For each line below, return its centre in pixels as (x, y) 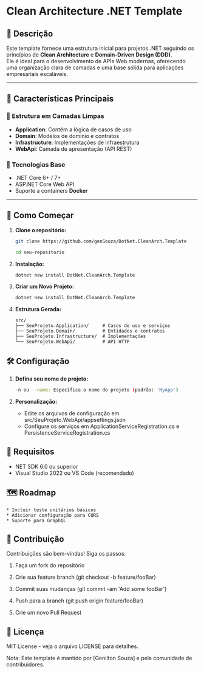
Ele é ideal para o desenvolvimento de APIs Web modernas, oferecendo (96, 61)
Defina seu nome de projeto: (52, 379)
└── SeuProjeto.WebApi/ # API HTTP (72, 342)
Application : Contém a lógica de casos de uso (73, 129)
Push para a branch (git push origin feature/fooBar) (79, 601)
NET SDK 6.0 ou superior (46, 466)
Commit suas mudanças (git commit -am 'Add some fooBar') (91, 589)
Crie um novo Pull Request (48, 613)
